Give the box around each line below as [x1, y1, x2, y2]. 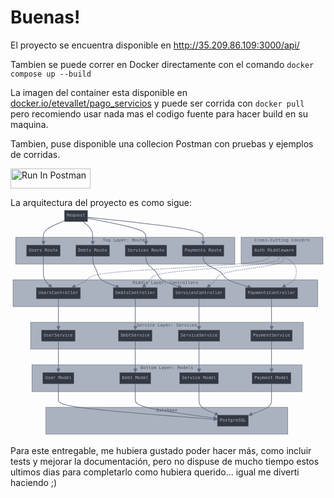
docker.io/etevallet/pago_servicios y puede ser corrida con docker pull [10, 97, 305, 109]
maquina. [10, 118, 49, 130]
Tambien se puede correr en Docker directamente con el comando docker [10, 58, 315, 70]
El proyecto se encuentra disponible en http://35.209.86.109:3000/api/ [10, 39, 300, 51]
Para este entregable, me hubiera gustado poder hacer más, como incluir [10, 444, 312, 456]
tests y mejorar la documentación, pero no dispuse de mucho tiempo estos [10, 455, 320, 467]
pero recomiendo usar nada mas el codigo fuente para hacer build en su [10, 107, 308, 120]
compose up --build [10, 69, 92, 79]
